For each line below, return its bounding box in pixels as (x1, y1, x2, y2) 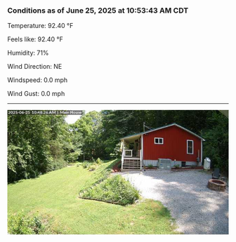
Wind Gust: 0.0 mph (7, 90, 65, 98)
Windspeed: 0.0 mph (7, 76, 68, 84)
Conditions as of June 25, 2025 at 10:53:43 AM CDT (7, 6, 189, 15)
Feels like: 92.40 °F (7, 35, 63, 43)
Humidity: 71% (7, 48, 49, 58)
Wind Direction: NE (7, 62, 63, 71)
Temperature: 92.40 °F (7, 22, 74, 30)
